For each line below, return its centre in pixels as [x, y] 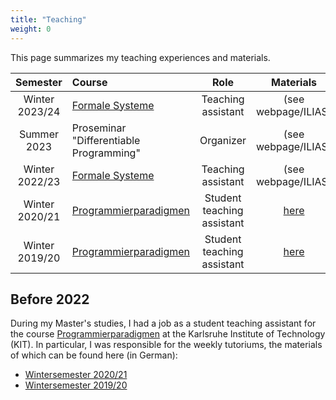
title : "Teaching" [48, 19]
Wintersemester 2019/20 [76, 385]
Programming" [106, 153]
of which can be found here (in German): [94, 355]
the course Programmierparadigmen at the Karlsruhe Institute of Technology [168, 334]
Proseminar [99, 128]
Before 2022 [50, 299]
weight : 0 [31, 29]
